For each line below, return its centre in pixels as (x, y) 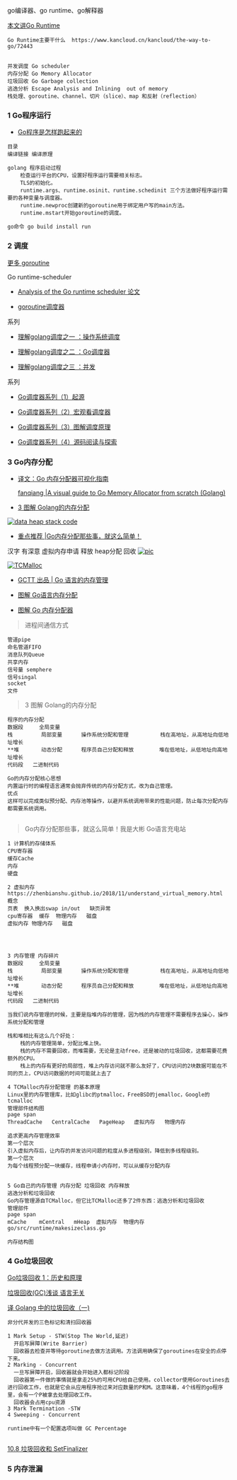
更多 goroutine (29, 262)
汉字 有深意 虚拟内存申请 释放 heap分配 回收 (72, 551)
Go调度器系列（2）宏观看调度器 (64, 412)
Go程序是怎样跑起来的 (50, 132)
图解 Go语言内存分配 (47, 595)
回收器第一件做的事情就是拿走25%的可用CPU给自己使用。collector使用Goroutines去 (122, 1380)
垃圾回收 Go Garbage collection (53, 81)
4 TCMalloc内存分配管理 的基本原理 (54, 1087)
